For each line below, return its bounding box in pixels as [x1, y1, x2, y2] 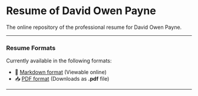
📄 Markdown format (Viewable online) [14, 69, 107, 76]
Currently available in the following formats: [6, 57, 112, 64]
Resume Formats [6, 44, 56, 52]
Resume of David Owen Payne [6, 4, 156, 18]
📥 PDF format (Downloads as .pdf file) [14, 75, 110, 82]
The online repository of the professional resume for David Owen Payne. [6, 24, 182, 31]
